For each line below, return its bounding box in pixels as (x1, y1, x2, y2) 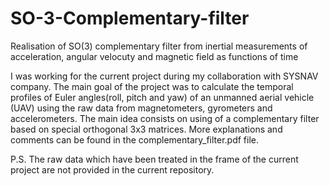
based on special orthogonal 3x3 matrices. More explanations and (10, 123, 283, 135)
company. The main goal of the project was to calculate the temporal (10, 80, 294, 92)
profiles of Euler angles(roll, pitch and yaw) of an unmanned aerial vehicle (10, 91, 315, 103)
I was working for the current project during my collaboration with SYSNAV (10, 70, 319, 82)
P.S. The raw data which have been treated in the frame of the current (10, 153, 299, 165)
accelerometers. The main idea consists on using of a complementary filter (10, 112, 320, 124)
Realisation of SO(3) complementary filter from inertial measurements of (10, 40, 308, 52)
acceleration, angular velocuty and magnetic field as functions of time (10, 50, 299, 62)
